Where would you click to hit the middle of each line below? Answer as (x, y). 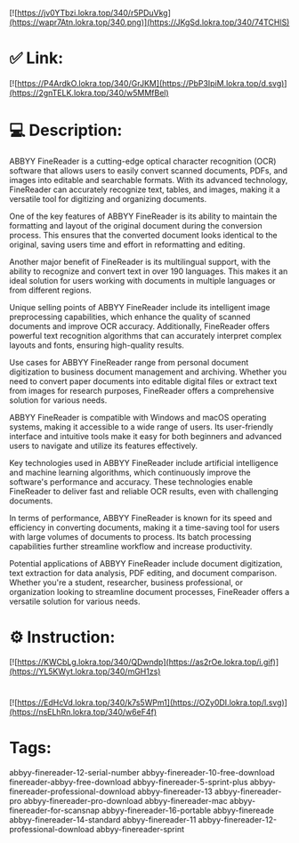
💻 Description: (66, 130)
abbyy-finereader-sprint (141, 829)
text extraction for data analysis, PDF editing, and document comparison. (143, 573)
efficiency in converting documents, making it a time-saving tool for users (145, 527)
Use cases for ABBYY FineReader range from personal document (129, 362)
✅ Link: (36, 58)
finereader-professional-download (73, 791)
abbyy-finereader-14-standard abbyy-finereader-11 (103, 819)
